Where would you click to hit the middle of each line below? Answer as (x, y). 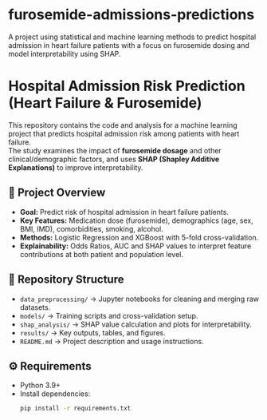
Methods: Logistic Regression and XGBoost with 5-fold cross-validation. (139, 237)
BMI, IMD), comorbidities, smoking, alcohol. (91, 228)
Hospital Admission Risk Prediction (127, 86)
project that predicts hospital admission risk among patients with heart (124, 133)
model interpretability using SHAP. (65, 53)
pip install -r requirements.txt (75, 409)
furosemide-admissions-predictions (132, 15)
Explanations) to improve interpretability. (76, 167)
